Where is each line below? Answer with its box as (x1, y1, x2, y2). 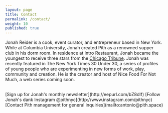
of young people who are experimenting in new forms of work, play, (5, 66, 145, 72)
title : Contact (5, 12, 37, 17)
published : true (5, 26, 39, 31)
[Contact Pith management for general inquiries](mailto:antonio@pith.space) (5, 102, 163, 108)
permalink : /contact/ (5, 16, 51, 21)
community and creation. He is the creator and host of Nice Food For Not (5, 71, 156, 77)
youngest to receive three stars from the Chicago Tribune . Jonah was (5, 55, 149, 61)
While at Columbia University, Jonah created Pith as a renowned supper (5, 45, 154, 51)
